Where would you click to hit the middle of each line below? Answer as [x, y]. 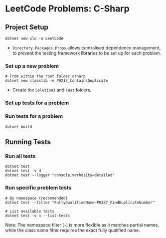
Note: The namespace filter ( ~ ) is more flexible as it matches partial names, [82, 225]
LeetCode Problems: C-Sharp [67, 9]
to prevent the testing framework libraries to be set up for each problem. [86, 53]
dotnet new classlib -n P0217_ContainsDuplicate [57, 81]
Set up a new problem [32, 66]
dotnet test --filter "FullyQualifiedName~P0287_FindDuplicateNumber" [80, 203]
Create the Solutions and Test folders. [52, 90]
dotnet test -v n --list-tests [38, 216]
